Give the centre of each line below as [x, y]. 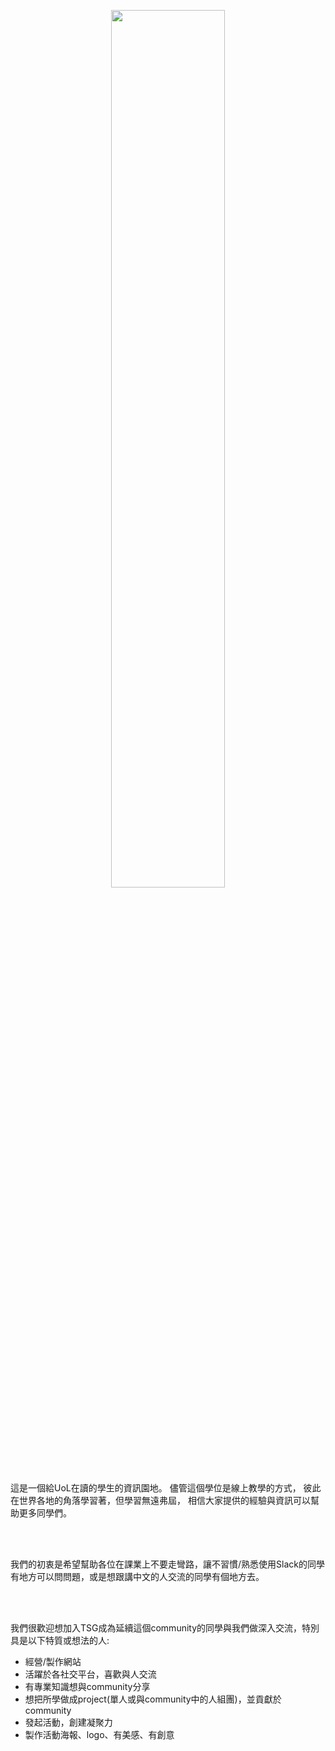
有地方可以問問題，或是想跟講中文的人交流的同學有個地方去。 [137, 1576]
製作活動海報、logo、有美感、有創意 [99, 1734]
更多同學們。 [45, 1513]
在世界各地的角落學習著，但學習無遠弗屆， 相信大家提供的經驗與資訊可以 [160, 1500]
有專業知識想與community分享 [87, 1686]
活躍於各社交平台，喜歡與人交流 [90, 1674]
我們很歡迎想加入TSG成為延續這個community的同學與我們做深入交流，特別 [165, 1628]
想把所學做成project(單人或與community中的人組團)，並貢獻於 [153, 1699]
